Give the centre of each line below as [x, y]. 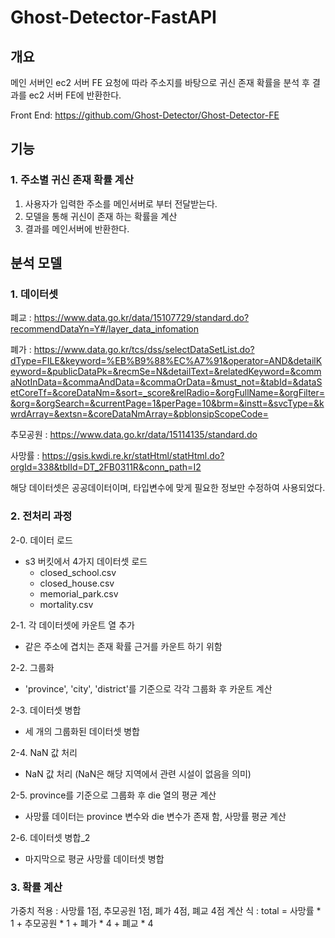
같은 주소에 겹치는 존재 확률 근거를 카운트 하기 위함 [123, 646]
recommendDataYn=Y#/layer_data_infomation [104, 329]
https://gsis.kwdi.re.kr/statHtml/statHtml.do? [133, 456]
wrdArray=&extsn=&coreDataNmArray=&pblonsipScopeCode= [139, 414]
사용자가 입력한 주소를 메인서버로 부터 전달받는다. [121, 203]
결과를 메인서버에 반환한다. [77, 228]
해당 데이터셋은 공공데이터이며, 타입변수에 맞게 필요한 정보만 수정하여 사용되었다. [168, 488]
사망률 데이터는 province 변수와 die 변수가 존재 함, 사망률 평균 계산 [155, 816]
